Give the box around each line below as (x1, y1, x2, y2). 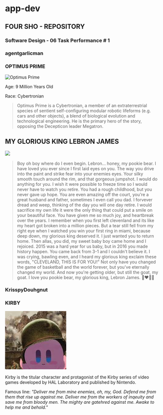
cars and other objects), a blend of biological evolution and (17, 113, 135, 119)
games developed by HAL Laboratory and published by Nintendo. (5, 379, 136, 385)
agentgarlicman (5, 50, 44, 57)
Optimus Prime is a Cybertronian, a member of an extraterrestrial (17, 102, 147, 108)
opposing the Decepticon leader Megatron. (17, 123, 104, 129)
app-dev (5, 3, 40, 14)
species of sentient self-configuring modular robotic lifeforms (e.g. (17, 108, 151, 114)
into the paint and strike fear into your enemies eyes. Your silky (17, 171, 144, 177)
